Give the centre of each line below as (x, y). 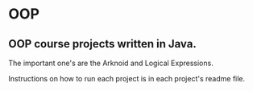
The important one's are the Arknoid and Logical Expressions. (111, 63)
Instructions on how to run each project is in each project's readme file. (127, 79)
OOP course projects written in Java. (103, 44)
